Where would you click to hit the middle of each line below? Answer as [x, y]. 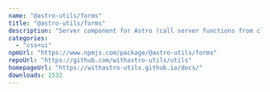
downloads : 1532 [35, 75]
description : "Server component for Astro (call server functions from [131, 30]
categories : [28, 38]
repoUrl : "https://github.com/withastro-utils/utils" [100, 61]
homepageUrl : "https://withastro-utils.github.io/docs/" [106, 68]
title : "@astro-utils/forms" [57, 23]
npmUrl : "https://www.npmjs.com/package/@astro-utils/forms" [113, 53]
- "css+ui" [34, 46]
